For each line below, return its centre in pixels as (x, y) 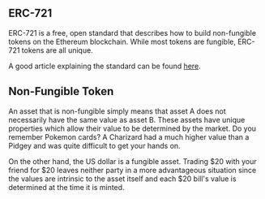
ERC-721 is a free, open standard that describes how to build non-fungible (132, 32)
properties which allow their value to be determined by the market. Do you (132, 128)
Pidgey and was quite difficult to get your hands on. (94, 145)
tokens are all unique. (57, 50)
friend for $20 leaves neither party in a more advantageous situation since (132, 170)
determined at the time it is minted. (66, 187)
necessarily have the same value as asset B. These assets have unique (127, 119)
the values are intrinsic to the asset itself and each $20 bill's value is (122, 179)
